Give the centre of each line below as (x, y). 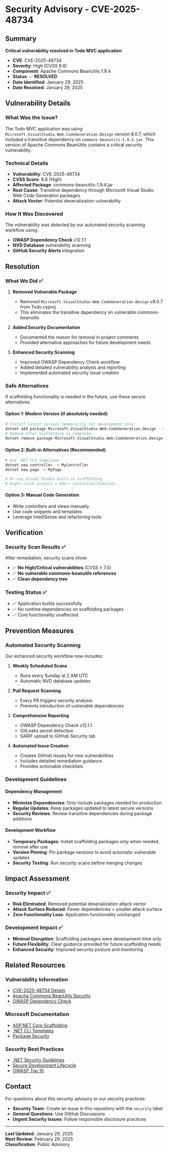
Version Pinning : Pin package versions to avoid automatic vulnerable (84, 852)
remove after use (30, 847)
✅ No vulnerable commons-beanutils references (64, 573)
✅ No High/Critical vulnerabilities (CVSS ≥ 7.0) (62, 568)
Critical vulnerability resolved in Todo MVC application (64, 51)
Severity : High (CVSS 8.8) (40, 66)
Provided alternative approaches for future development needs (85, 342)
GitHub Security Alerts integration (48, 251)
